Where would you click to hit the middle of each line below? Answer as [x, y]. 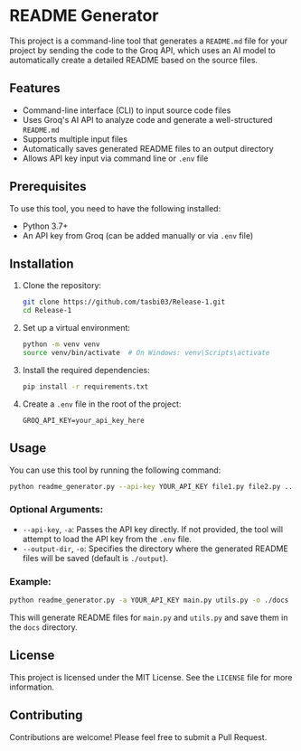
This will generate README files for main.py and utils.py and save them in [149, 617]
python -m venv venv [61, 344]
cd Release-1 [47, 311]
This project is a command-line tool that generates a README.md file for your [149, 41]
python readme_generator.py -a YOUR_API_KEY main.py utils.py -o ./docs [149, 601]
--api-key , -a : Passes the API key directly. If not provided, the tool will [152, 529]
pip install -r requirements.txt [85, 386]
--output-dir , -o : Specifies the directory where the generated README [155, 549]
